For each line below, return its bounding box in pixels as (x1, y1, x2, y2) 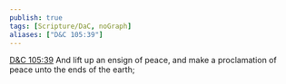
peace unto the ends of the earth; (9, 64, 135, 75)
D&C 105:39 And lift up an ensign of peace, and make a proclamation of (9, 55, 277, 66)
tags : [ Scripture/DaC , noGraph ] (9, 22, 132, 31)
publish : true (9, 13, 64, 23)
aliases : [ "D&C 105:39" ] (9, 30, 104, 39)
